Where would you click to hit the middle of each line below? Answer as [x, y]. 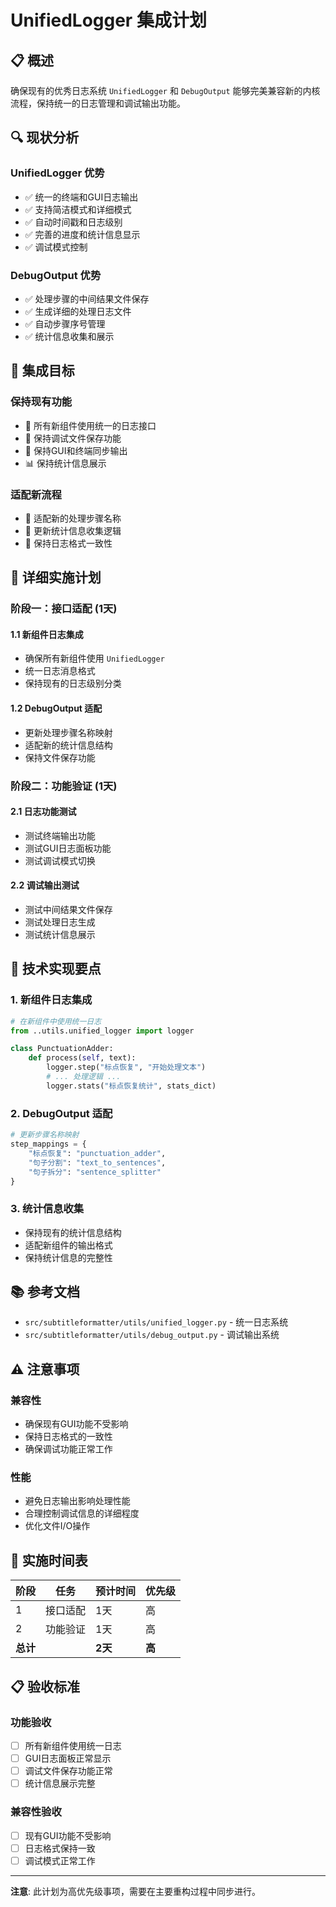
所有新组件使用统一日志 [73, 1745]
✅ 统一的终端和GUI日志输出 [81, 197]
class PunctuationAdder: [62, 1049]
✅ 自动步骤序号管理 [65, 323]
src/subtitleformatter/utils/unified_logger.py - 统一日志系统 [156, 1322]
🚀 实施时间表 [49, 1560]
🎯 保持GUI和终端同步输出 [76, 450]
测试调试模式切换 [60, 860]
